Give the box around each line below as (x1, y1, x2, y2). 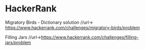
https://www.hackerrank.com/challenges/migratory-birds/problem (5, 24, 140, 30)
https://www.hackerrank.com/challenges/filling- (41, 34, 139, 40)
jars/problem (5, 39, 31, 45)
